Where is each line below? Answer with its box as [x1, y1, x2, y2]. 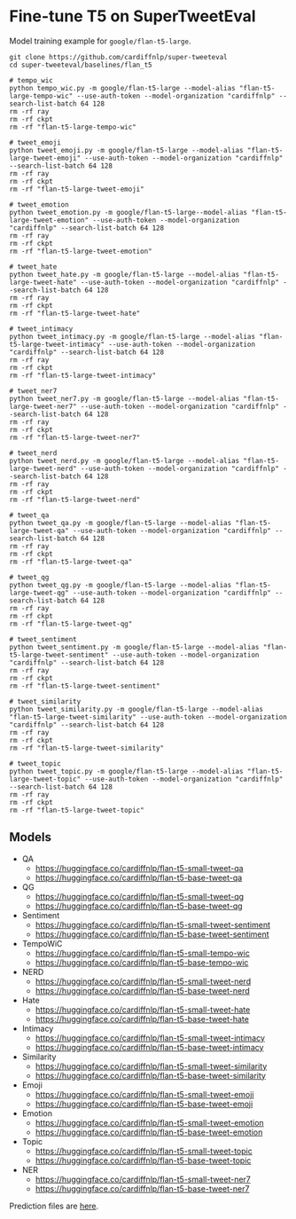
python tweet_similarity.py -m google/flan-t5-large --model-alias [9, 704, 264, 713]
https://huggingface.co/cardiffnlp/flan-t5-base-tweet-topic [35, 1155, 252, 1166]
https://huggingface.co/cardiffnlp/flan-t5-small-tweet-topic [35, 1145, 253, 1156]
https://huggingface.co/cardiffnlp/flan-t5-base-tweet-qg [35, 900, 243, 911]
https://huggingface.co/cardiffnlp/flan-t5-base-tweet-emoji [35, 1098, 253, 1109]
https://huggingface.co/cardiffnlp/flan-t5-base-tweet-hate [35, 1013, 250, 1024]
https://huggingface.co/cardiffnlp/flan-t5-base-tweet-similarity [35, 1070, 266, 1081]
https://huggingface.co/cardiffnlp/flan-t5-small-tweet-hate [35, 1004, 251, 1015]
